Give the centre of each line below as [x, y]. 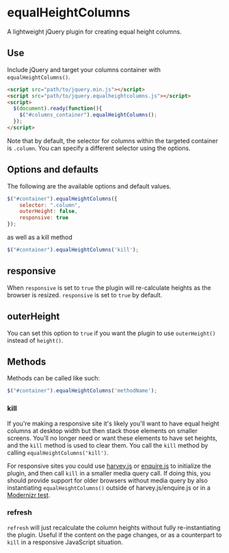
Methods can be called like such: [54, 378]
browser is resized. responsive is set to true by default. [85, 295]
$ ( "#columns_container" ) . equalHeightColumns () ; [88, 115]
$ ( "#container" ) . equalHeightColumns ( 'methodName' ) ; [82, 391]
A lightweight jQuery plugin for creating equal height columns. [95, 32]
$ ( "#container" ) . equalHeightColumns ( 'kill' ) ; [73, 250]
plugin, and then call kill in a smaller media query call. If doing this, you [109, 473]
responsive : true [44, 218]
